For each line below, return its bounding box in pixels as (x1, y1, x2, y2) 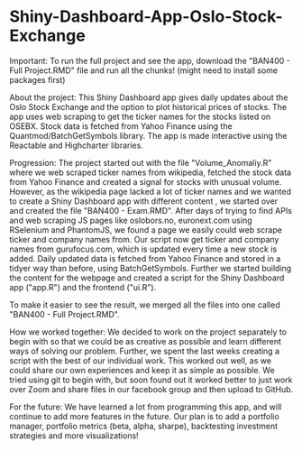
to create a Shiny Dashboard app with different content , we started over (9, 196, 279, 207)
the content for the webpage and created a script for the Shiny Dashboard (9, 272, 285, 283)
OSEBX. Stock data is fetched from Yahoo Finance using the (9, 120, 233, 132)
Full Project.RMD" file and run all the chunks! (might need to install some (9, 65, 278, 76)
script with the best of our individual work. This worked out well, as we (9, 354, 272, 366)
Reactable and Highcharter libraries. (9, 140, 144, 151)
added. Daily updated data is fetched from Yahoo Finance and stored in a (9, 253, 281, 263)
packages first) (9, 74, 66, 85)
